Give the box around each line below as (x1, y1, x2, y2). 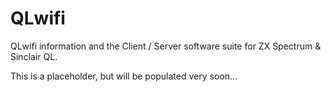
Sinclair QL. (10, 50, 58, 62)
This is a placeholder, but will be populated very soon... (10, 70, 238, 82)
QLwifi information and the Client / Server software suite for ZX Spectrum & (10, 40, 322, 52)
